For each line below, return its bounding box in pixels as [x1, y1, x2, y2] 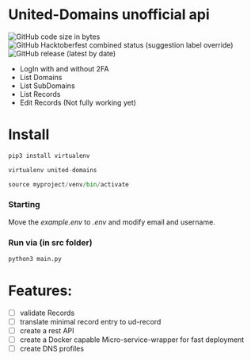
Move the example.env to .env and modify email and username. [8, 217, 215, 227]
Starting [8, 199, 41, 210]
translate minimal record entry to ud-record [19, 317, 162, 326]
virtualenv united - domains [8, 166, 97, 174]
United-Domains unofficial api [8, 6, 210, 24]
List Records [19, 89, 61, 98]
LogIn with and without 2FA [19, 63, 109, 73]
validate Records [19, 308, 75, 317]
